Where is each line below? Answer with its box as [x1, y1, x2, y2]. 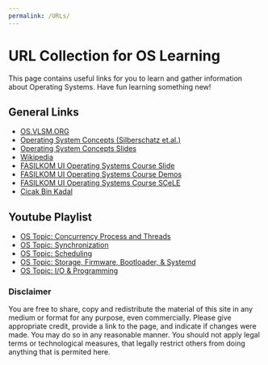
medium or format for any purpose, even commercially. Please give [8, 313, 232, 323]
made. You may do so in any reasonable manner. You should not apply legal [8, 330, 261, 340]
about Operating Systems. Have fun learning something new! [8, 82, 211, 91]
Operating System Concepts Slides [19, 144, 137, 153]
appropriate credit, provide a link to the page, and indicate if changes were [8, 321, 257, 331]
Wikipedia [19, 153, 54, 162]
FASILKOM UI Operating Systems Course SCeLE [19, 178, 181, 188]
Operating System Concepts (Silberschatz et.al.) [19, 135, 182, 145]
